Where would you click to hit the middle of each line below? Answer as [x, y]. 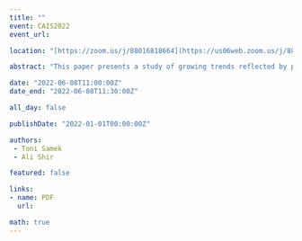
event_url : [30, 34]
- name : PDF [31, 198]
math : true [30, 222]
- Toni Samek [38, 148]
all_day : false [38, 108]
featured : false [40, 173]
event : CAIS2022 [40, 26]
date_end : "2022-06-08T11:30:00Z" [74, 92]
